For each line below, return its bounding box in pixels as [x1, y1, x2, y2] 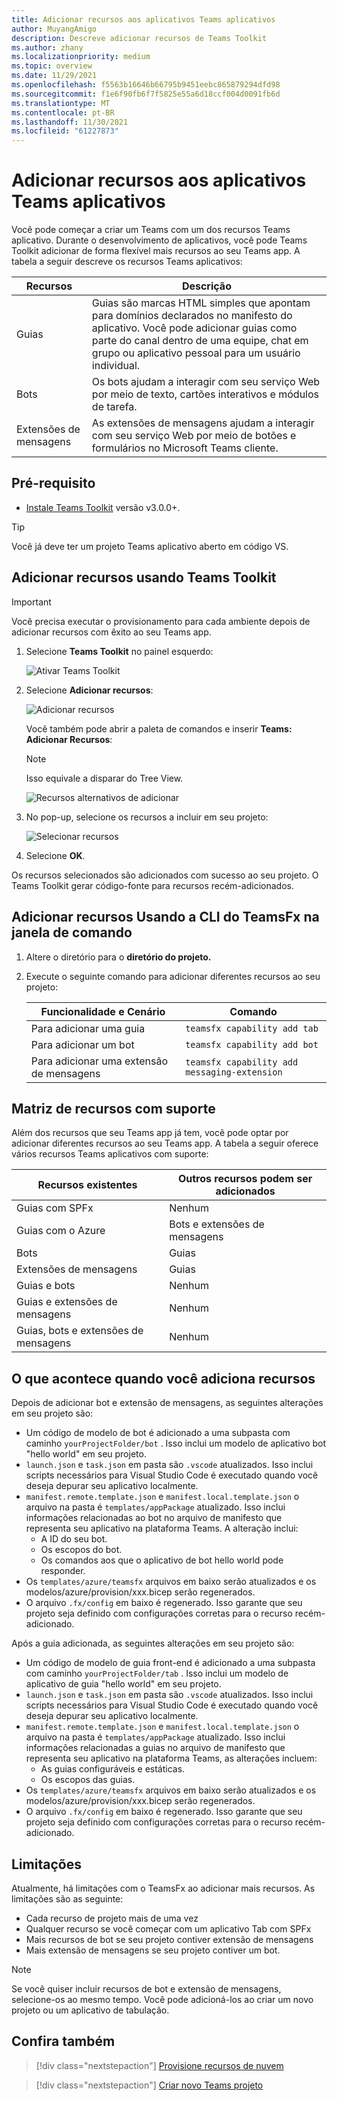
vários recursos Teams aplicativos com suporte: [11, 1148, 209, 1160]
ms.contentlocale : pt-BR [11, 107, 115, 118]
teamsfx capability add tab [185, 1022, 319, 1034]
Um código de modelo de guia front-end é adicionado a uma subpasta [25, 1657, 316, 1669]
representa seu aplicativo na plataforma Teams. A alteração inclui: [25, 1522, 299, 1535]
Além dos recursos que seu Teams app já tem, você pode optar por [11, 1127, 289, 1139]
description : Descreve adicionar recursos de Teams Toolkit [11, 33, 268, 43]
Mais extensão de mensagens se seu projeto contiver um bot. [25, 1944, 281, 1956]
